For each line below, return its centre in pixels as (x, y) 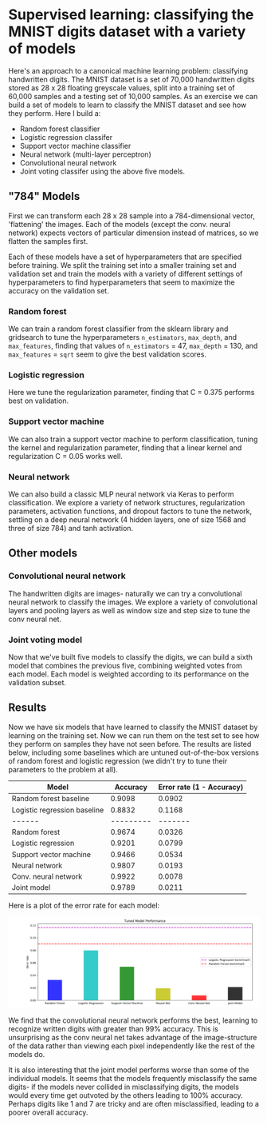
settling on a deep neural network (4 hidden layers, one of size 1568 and (127, 519)
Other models (43, 553)
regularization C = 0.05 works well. (66, 456)
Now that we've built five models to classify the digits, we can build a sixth (130, 656)
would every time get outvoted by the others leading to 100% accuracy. (126, 1095)
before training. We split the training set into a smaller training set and (122, 265)
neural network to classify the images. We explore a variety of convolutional (133, 602)
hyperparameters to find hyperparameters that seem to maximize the (122, 282)
